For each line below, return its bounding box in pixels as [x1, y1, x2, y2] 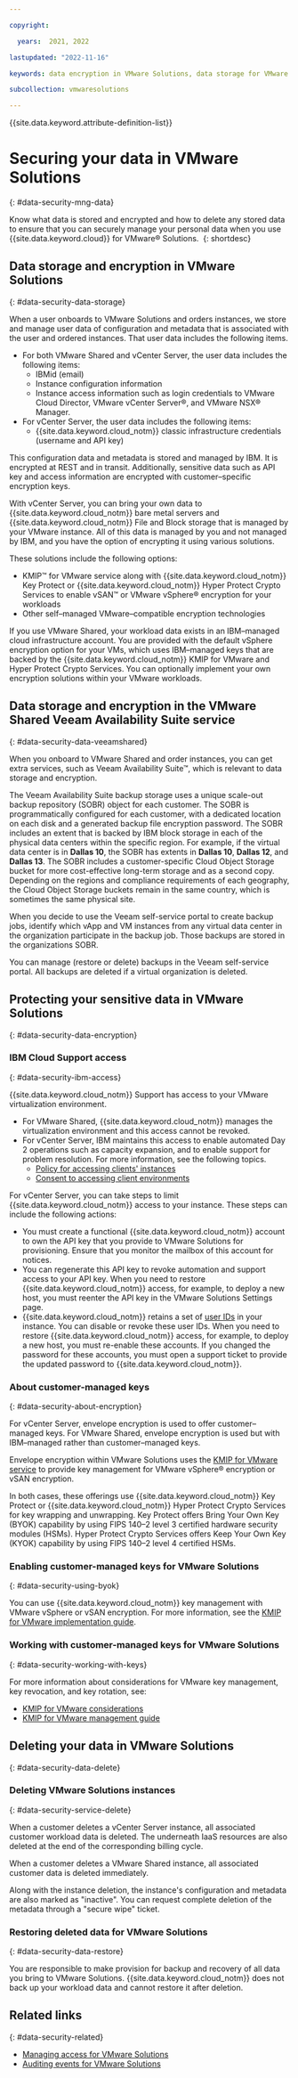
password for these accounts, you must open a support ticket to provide [21, 1349, 287, 1359]
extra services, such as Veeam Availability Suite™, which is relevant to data [9, 762, 283, 773]
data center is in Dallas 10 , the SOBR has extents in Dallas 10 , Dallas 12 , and [9, 846, 289, 857]
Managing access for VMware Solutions [21, 2049, 169, 2059]
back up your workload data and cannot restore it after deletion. [9, 1983, 244, 1993]
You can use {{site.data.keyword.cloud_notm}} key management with [9, 1598, 263, 1609]
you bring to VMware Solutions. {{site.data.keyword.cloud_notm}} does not [9, 1973, 285, 1984]
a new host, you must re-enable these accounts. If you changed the [21, 1340, 271, 1350]
